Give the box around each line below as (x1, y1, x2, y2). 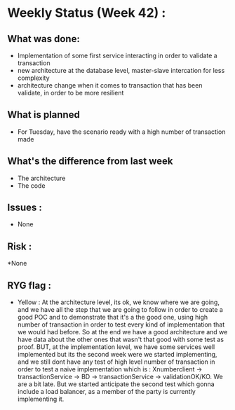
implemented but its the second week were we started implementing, (17, 350, 217, 359)
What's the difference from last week (7, 156, 173, 168)
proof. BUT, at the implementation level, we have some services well (17, 343, 215, 351)
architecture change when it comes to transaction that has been (17, 81, 203, 89)
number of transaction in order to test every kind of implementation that (17, 320, 225, 329)
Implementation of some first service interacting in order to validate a (17, 51, 217, 60)
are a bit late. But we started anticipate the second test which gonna (17, 380, 215, 388)
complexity (17, 74, 51, 82)
